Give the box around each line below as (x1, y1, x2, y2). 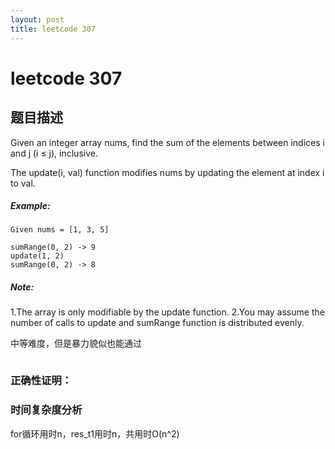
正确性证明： (10, 374, 73, 388)
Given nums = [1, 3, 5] (10, 225, 110, 235)
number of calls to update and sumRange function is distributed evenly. (10, 317, 305, 329)
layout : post (10, 14, 65, 25)
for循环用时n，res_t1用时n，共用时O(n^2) (10, 427, 180, 440)
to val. (10, 177, 36, 189)
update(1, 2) (10, 251, 65, 261)
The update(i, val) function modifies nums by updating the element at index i (10, 166, 325, 178)
